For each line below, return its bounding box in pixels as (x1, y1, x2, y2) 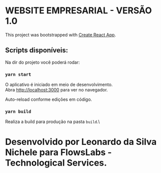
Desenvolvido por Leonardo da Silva (5, 136, 157, 147)
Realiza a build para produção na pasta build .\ (5, 119, 100, 125)
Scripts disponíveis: (5, 46, 68, 54)
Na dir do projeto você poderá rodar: (5, 59, 80, 65)
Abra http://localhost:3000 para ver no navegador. (5, 87, 108, 93)
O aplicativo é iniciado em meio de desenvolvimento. (5, 82, 113, 87)
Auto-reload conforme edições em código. (5, 96, 93, 102)
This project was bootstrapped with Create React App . (5, 32, 116, 38)
